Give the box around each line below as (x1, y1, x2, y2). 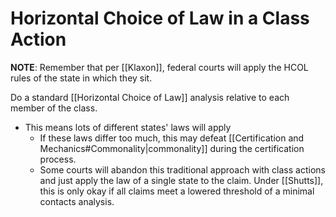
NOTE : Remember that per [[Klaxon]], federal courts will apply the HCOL (10, 61, 309, 73)
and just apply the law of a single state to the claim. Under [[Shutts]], (39, 174, 324, 186)
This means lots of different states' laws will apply (24, 121, 232, 133)
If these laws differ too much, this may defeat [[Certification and (39, 132, 305, 144)
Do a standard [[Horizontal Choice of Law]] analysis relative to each (10, 91, 290, 103)
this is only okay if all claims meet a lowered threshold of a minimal (39, 185, 315, 197)
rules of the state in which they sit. (10, 72, 153, 84)
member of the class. (10, 102, 98, 114)
